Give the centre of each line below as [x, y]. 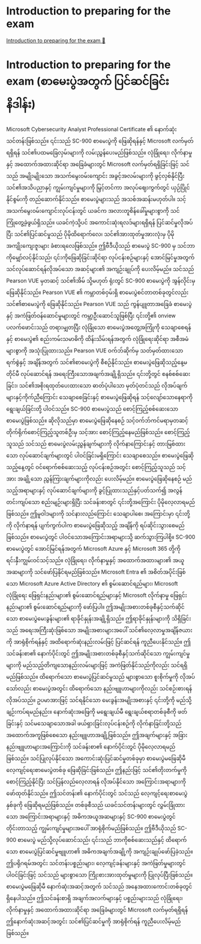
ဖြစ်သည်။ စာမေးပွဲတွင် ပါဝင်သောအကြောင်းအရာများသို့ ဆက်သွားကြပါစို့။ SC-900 [101, 537]
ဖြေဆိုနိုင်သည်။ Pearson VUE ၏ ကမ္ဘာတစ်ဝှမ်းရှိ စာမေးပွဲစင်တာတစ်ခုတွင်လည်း [97, 292]
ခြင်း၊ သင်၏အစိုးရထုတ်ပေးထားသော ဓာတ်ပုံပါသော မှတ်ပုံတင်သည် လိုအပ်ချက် [97, 385]
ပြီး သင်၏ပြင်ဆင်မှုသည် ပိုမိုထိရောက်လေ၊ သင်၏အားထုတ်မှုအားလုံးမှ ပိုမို [90, 234]
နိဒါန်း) [21, 104]
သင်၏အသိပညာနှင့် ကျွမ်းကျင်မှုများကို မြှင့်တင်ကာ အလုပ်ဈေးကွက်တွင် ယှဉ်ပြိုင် [98, 187]
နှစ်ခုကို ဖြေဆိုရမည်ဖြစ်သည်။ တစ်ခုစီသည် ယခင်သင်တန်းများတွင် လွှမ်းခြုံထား [96, 805]
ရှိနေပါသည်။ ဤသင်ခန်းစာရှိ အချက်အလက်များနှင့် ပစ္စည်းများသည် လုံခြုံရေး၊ [94, 898]
